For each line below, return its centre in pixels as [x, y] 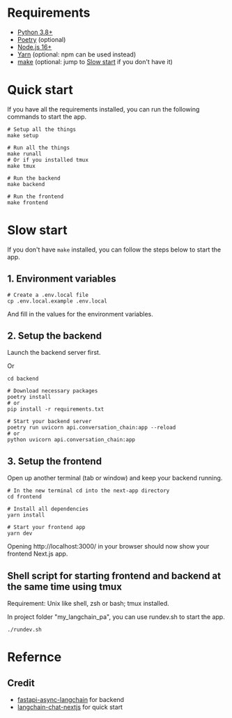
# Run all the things [39, 148]
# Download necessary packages [53, 391]
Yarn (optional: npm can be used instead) [77, 54]
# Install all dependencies [48, 509]
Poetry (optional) [41, 39]
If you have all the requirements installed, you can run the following [103, 109]
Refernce [34, 657]
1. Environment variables [62, 279]
